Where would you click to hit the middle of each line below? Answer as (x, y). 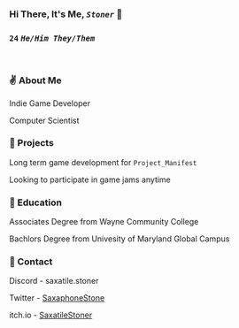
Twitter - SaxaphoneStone (57, 298)
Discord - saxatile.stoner (54, 281)
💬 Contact (31, 262)
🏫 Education (35, 202)
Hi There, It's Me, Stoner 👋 (66, 14)
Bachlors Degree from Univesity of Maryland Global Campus (119, 239)
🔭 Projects (32, 143)
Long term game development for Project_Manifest (103, 162)
